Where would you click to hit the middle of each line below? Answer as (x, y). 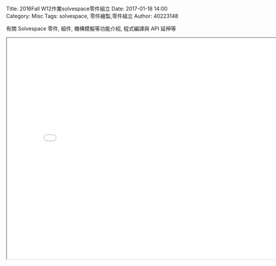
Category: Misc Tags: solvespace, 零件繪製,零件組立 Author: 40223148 (92, 16)
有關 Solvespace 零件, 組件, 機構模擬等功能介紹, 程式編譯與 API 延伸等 (91, 29)
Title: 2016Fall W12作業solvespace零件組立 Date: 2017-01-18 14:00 (87, 9)
